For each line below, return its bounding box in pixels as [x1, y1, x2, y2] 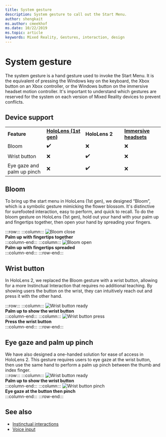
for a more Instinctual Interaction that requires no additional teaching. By [5, 283, 153, 289]
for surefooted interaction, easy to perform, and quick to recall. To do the [5, 209, 154, 215]
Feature [7, 130, 26, 137]
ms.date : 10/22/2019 [5, 26, 48, 31]
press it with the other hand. [5, 293, 63, 299]
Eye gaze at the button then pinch [5, 388, 76, 394]
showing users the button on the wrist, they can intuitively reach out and [5, 288, 153, 294]
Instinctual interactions [12, 421, 59, 427]
